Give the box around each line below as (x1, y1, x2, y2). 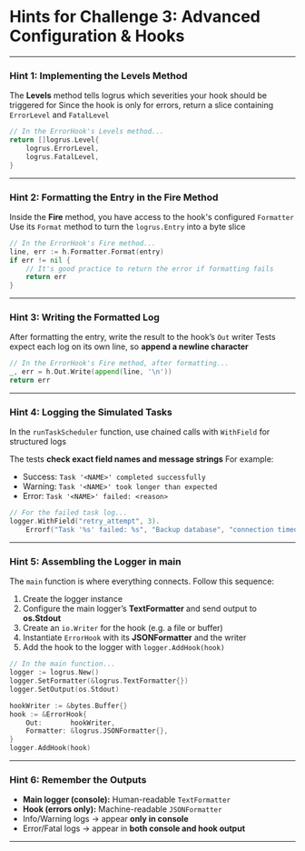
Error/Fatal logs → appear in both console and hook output (22, 823, 246, 834)
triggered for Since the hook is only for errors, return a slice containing (9, 100, 274, 111)
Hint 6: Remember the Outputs (9, 773, 147, 786)
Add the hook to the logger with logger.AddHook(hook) (22, 642, 225, 653)
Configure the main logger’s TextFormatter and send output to (22, 603, 257, 615)
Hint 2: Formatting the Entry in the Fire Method (9, 191, 219, 204)
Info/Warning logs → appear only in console (22, 814, 189, 825)
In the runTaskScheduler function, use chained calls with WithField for (9, 426, 271, 437)
